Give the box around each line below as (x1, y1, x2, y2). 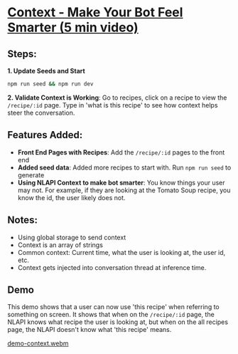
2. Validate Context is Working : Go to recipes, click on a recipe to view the (7, 93, 227, 102)
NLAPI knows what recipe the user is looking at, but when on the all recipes (7, 318, 229, 326)
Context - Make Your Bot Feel (7, 4, 183, 21)
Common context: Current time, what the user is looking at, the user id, (17, 248, 226, 256)
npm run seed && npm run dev (7, 80, 94, 88)
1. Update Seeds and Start (7, 67, 85, 75)
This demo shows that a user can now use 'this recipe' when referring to (7, 303, 220, 311)
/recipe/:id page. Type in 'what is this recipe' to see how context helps (7, 100, 218, 109)
